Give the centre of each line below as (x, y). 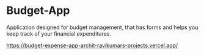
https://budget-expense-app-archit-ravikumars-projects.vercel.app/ (92, 45)
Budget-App (38, 11)
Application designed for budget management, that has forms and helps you (102, 27)
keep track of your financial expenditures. (59, 33)
